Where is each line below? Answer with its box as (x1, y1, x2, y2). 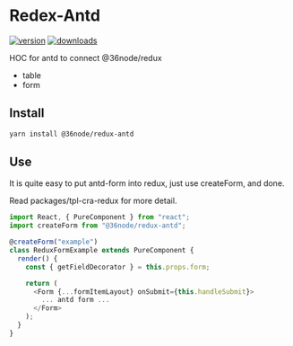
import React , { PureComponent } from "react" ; (9, 213, 191, 222)
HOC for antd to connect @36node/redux (9, 52, 163, 63)
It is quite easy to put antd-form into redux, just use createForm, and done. (9, 178, 285, 189)
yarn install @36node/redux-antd (9, 129, 134, 138)
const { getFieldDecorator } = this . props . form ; (25, 262, 211, 271)
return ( (25, 279, 58, 288)
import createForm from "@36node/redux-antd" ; (9, 221, 186, 230)
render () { (17, 253, 58, 263)
